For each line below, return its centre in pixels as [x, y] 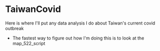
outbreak [15, 28]
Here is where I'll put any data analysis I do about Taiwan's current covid [80, 23]
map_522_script [29, 43]
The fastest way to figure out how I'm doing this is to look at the [78, 38]
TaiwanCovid [33, 9]
